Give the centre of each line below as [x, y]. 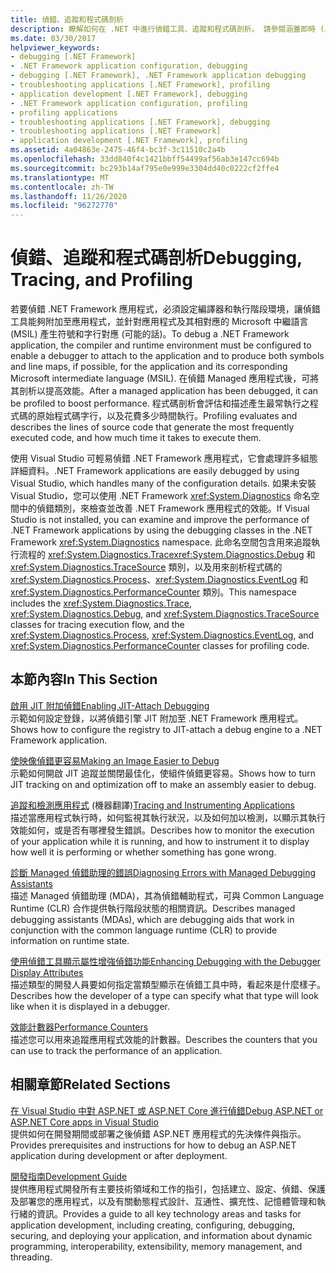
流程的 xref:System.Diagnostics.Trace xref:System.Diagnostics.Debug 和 [167, 555]
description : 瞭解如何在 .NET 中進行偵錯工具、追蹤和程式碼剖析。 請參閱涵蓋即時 [163, 29]
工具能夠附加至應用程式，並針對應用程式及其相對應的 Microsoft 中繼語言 [159, 322]
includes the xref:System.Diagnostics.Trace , [101, 603]
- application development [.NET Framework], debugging [129, 94]
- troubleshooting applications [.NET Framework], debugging [140, 122]
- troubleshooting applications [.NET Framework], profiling [140, 85]
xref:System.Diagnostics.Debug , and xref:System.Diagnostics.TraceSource [165, 614]
